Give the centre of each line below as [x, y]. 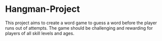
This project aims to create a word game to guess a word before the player [81, 23]
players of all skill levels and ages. [40, 33]
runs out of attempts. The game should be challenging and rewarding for [79, 28]
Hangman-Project [42, 9]
